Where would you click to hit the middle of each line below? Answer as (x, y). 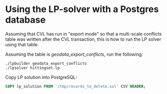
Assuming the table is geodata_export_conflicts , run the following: (74, 54)
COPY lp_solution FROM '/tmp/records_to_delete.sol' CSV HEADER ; (75, 86)
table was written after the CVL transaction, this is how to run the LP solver (83, 39)
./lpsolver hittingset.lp (32, 68)
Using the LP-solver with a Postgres (82, 9)
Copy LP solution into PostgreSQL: (41, 77)
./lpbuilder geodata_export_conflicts (46, 63)
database (26, 20)
